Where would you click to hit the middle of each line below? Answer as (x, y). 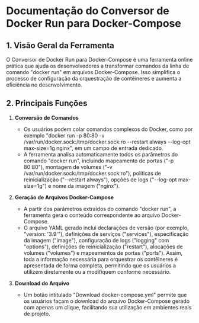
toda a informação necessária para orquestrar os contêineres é (101, 259)
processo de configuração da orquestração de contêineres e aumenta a (94, 79)
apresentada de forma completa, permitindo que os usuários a (100, 266)
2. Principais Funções (47, 103)
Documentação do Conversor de (88, 11)
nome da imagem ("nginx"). (86, 186)
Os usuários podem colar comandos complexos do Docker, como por (108, 129)
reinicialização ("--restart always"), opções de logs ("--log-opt (100, 180)
